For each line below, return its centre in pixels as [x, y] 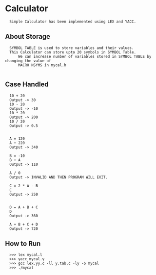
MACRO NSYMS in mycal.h [42, 65]
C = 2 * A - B [24, 186]
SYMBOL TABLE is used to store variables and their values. [72, 48]
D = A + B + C [24, 207]
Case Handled [27, 85]
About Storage [28, 37]
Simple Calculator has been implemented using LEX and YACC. [73, 22]
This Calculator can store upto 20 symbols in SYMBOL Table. [73, 52]
